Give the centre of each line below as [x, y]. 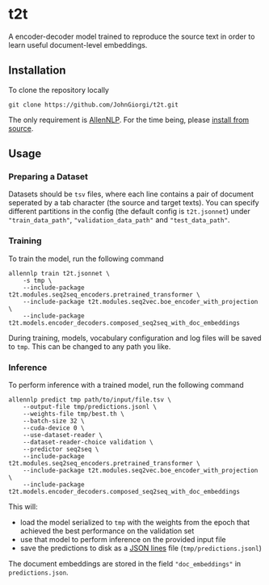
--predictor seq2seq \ [61, 449]
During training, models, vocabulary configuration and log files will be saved [135, 338]
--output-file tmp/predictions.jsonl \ [90, 407]
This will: [23, 507]
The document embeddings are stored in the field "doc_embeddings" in [125, 564]
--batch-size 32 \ [54, 421]
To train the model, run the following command [86, 259]
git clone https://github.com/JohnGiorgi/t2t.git [94, 105]
